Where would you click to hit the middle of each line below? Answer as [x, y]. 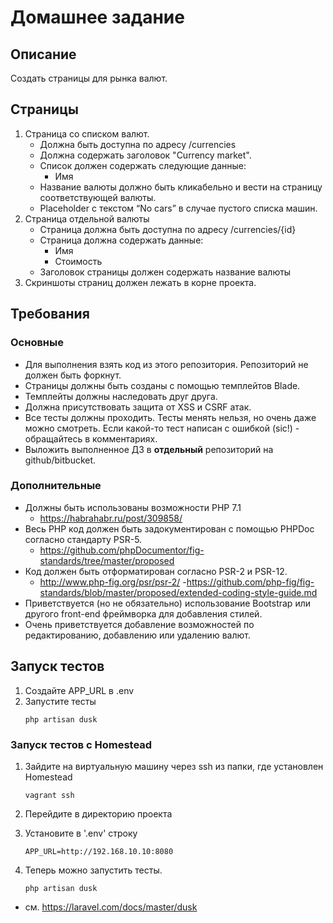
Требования [50, 314]
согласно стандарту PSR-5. [83, 539]
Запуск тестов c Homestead [81, 744]
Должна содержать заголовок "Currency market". [145, 155]
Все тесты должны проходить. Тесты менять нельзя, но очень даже [170, 417]
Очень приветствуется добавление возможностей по [139, 624]
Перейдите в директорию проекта [98, 813]
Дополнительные [56, 486]
